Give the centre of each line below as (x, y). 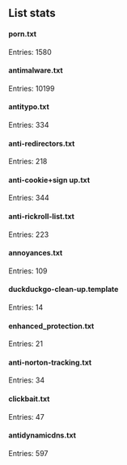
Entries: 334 (29, 125)
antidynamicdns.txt (42, 435)
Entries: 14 (26, 307)
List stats (32, 13)
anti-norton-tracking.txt (50, 362)
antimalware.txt (36, 70)
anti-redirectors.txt (42, 143)
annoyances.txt (36, 253)
